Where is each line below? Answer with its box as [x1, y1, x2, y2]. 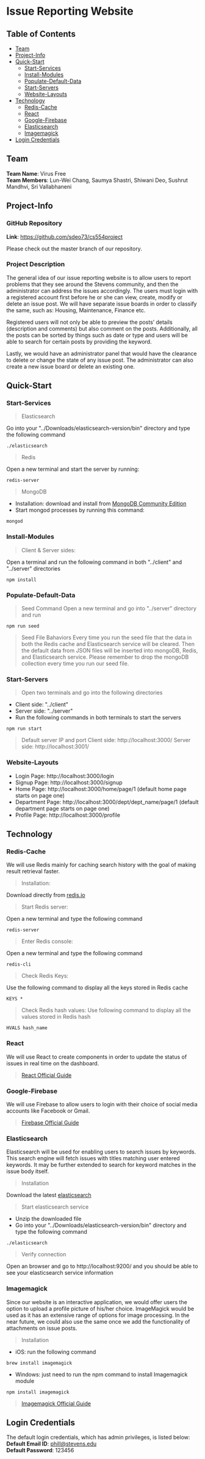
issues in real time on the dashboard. [6, 1059, 99, 1067]
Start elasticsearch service [21, 1203, 89, 1210]
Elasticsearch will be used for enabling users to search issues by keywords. [6, 1148, 196, 1155]
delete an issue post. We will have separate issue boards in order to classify [6, 300, 197, 307]
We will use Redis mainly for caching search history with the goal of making [6, 861, 196, 869]
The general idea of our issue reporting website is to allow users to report [6, 274, 191, 281]
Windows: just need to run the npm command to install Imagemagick [15, 1370, 188, 1378]
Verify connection [21, 1251, 67, 1258]
